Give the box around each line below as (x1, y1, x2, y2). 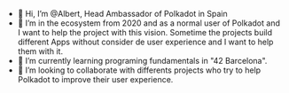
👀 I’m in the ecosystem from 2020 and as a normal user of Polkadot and (17, 18, 281, 28)
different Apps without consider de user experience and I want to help (17, 36, 274, 47)
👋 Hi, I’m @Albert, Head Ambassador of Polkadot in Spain (17, 9, 228, 19)
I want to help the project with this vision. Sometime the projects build (17, 27, 273, 37)
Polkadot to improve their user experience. (17, 74, 174, 84)
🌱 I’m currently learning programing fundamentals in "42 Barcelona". (17, 56, 268, 66)
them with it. (17, 46, 64, 57)
